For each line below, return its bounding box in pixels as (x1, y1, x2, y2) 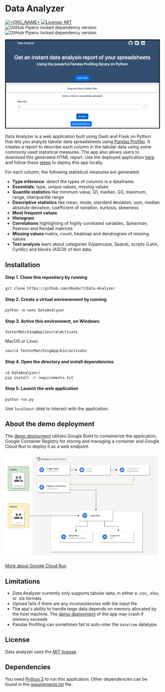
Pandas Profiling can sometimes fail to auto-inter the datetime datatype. (12, 622, 158, 628)
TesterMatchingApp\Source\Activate (5, 330, 78, 334)
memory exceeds (12, 616, 48, 622)
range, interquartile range (12, 194, 64, 200)
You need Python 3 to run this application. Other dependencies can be (5, 676, 148, 682)
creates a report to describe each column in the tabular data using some (5, 144, 151, 150)
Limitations (5, 577, 40, 585)
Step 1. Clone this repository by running (5, 275, 87, 280)
